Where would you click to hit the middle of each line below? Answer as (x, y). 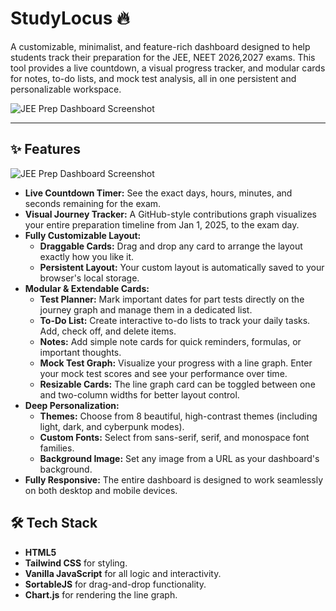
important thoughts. (80, 352)
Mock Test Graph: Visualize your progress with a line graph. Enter (176, 363)
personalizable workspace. (66, 89)
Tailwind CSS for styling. (76, 563)
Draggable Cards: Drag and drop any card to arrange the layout (171, 246)
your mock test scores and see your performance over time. (163, 373)
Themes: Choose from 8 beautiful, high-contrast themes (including (178, 416)
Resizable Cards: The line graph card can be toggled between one (177, 384)
